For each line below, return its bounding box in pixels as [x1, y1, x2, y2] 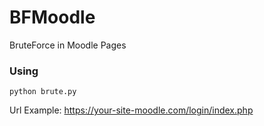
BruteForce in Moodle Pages [9, 39, 127, 51]
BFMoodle [9, 6, 96, 29]
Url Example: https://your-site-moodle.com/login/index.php [9, 104, 254, 116]
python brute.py [9, 87, 77, 97]
